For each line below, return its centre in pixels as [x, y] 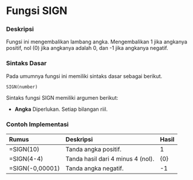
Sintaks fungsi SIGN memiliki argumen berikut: [62, 97]
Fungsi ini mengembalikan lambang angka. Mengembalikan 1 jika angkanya [97, 42]
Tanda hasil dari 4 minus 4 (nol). [110, 159]
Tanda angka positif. [94, 150]
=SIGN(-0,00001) [35, 168]
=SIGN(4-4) [26, 159]
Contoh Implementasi [38, 124]
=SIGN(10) [24, 150]
